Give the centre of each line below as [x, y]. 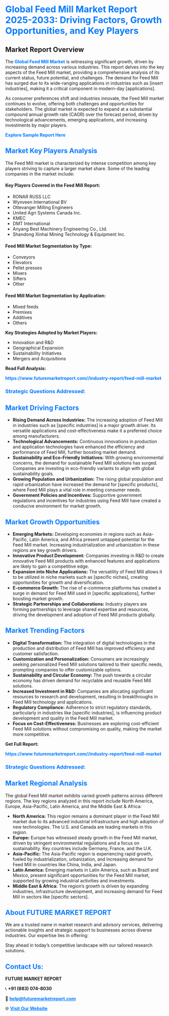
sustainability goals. [33, 474]
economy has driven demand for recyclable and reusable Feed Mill [82, 680]
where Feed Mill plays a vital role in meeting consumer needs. [77, 490]
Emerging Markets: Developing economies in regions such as [77, 534]
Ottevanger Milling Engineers [43, 207]
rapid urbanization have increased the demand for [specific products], [86, 485]
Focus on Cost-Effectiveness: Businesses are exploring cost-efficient [86, 723]
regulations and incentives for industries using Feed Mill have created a [87, 501]
